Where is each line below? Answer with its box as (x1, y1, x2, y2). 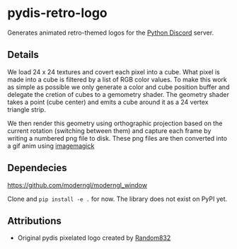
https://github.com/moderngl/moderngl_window (7, 180, 147, 189)
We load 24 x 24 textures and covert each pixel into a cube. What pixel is (7, 67, 221, 76)
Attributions (7, 214, 62, 227)
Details (7, 49, 39, 61)
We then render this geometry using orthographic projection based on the (7, 119, 223, 127)
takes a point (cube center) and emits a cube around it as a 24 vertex (7, 98, 209, 106)
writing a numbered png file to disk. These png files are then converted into (7, 134, 228, 142)
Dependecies (7, 162, 67, 174)
